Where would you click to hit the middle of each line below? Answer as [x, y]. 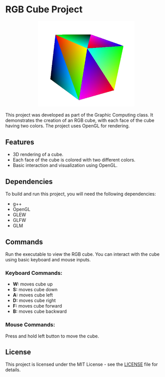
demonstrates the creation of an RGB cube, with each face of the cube [80, 120]
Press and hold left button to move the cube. [52, 336]
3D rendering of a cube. [38, 155]
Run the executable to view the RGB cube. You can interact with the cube [82, 254]
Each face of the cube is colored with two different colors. [74, 160]
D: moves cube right [34, 300]
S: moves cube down [35, 290]
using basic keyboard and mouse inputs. [48, 259]
